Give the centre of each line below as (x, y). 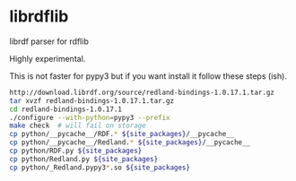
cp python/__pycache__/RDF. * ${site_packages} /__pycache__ (122, 134)
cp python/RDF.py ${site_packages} (76, 151)
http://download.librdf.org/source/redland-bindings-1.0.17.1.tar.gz (142, 92)
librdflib (39, 17)
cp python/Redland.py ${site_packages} (84, 159)
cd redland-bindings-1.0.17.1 (66, 109)
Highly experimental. (48, 58)
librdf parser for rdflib (49, 41)
